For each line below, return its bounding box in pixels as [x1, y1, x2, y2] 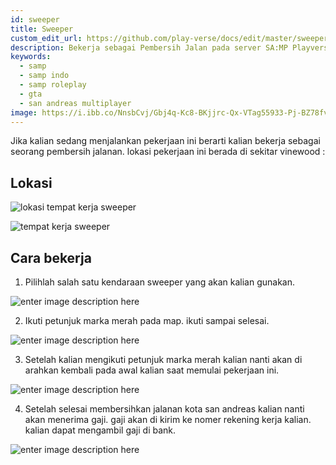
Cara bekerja [10, 249, 92, 266]
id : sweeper [10, 14, 60, 25]
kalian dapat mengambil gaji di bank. [24, 424, 177, 436]
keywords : [10, 52, 52, 62]
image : [10, 107, 38, 118]
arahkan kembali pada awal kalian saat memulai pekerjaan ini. [24, 364, 280, 376]
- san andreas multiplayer [19, 98, 132, 108]
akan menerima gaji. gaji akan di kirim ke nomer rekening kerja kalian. [24, 414, 312, 425]
